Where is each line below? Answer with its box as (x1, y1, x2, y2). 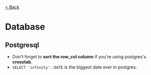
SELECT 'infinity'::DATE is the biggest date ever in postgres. (12, 64, 137, 70)
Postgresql (5, 41, 39, 49)
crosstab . (12, 59, 32, 65)
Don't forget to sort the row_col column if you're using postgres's (12, 54, 147, 59)
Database (5, 22, 45, 32)
